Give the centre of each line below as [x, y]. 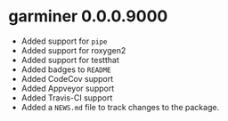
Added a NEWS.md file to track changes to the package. [120, 107]
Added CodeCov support [67, 78]
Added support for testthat [70, 60]
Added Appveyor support [68, 88]
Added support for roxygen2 [73, 50]
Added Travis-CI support [67, 97]
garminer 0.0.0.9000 [88, 16]
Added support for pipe [64, 41]
